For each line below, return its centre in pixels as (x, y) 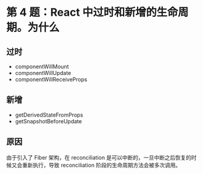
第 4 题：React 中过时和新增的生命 (92, 12)
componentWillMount (42, 66)
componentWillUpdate (43, 73)
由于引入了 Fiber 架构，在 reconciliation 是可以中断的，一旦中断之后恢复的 (99, 157)
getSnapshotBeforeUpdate (48, 121)
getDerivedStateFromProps (49, 115)
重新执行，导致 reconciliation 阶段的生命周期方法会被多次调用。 (101, 165)
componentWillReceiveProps (51, 79)
